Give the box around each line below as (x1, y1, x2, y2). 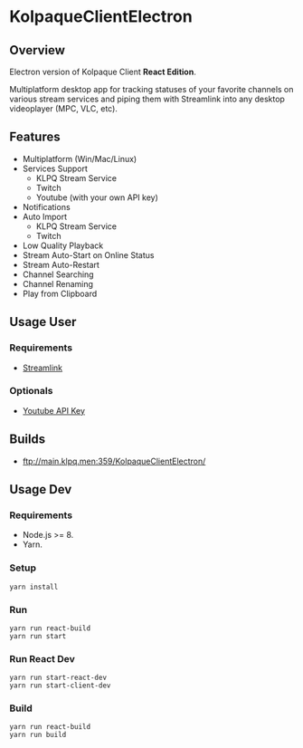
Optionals (9, 385, 53, 398)
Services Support (22, 163, 89, 174)
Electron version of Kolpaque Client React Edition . (9, 66, 196, 77)
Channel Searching (22, 269, 94, 280)
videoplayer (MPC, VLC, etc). (9, 103, 118, 114)
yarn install (9, 582, 59, 591)
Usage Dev (9, 482, 72, 497)
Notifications (22, 201, 71, 212)
